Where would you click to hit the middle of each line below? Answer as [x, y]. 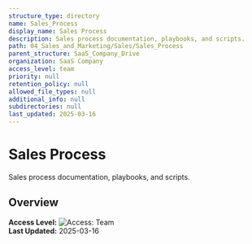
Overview [34, 203]
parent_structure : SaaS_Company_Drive [74, 54]
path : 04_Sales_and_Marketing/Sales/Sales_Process [96, 46]
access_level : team [41, 69]
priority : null [34, 76]
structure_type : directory [54, 16]
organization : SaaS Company [56, 62]
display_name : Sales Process [58, 31]
